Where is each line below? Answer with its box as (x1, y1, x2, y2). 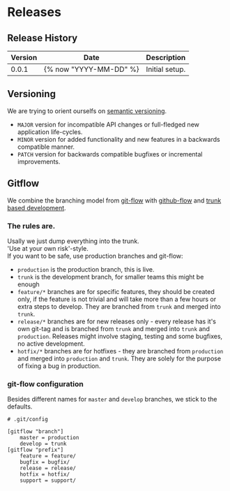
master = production (20, 434, 79, 441)
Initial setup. (146, 64, 186, 74)
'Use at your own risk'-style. (7, 244, 89, 252)
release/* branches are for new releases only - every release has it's (17, 317, 217, 325)
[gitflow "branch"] (7, 428, 64, 435)
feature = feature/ (20, 453, 77, 460)
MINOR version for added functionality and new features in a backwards (17, 135, 221, 143)
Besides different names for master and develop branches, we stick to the (7, 395, 217, 404)
